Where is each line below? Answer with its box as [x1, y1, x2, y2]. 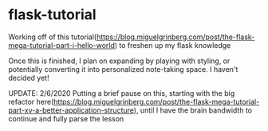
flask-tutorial [8, 6, 97, 24]
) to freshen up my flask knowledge [114, 40, 231, 50]
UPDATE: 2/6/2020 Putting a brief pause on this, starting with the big [8, 88, 235, 97]
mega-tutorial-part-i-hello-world [8, 40, 116, 50]
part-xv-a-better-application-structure [8, 105, 134, 115]
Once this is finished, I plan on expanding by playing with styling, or [8, 56, 231, 65]
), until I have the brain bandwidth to [133, 105, 253, 115]
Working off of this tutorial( [8, 32, 97, 42]
